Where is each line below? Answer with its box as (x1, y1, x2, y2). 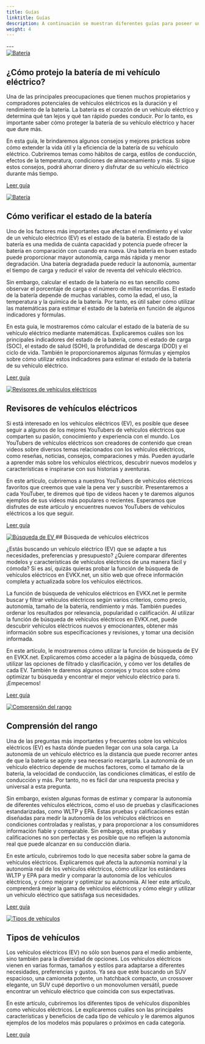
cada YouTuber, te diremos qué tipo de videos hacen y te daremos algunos (6, 490, 195, 497)
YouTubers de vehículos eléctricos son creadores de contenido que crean (6, 439, 192, 446)
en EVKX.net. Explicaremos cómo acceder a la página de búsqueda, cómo (6, 653, 193, 661)
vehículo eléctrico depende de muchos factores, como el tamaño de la (6, 763, 184, 770)
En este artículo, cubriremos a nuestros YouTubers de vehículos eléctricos (6, 477, 193, 484)
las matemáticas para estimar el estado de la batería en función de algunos (6, 304, 195, 312)
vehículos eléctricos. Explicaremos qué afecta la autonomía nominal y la (6, 858, 187, 866)
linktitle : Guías (6, 15, 51, 21)
